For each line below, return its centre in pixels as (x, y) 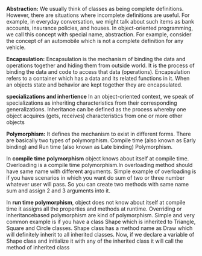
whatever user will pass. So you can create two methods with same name (97, 184)
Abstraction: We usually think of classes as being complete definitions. (95, 9)
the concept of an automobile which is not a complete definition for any (95, 41)
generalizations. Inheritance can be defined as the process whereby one (96, 109)
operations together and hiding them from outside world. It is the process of (100, 65)
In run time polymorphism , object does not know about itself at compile (96, 202)
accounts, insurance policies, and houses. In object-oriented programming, (100, 28)
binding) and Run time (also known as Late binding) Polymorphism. (90, 147)
